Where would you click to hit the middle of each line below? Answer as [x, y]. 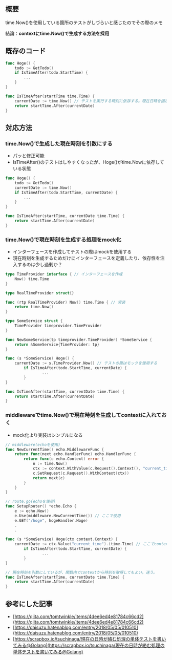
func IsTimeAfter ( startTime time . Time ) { [50, 96]
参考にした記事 [29, 604]
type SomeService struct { [34, 321]
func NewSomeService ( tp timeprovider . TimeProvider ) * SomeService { [79, 339]
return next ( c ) [49, 478]
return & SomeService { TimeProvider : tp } [57, 345]
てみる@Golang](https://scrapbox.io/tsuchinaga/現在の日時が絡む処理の [89, 645]
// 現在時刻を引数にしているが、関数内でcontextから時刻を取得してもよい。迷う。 [81, 572]
